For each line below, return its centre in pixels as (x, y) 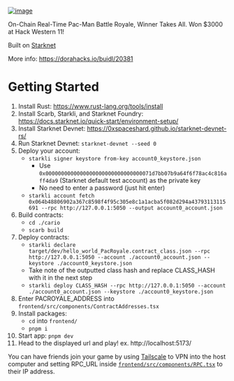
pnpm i (38, 329)
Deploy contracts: (44, 237)
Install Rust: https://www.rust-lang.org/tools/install (90, 106)
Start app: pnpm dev (46, 336)
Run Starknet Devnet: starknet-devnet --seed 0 (87, 143)
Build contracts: (41, 215)
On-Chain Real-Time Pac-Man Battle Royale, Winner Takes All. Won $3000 (115, 24)
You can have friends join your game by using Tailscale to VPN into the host (117, 357)
